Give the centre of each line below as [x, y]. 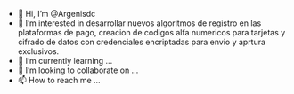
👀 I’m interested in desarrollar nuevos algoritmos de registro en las [139, 23]
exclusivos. [38, 51]
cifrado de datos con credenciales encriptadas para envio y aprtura [141, 42]
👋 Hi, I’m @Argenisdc [57, 14]
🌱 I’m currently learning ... [65, 61]
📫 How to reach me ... [59, 80]
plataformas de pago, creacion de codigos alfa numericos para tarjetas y [151, 32]
